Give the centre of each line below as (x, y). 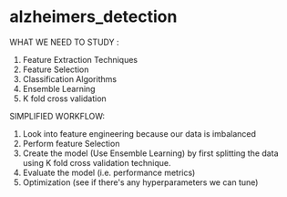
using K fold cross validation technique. (97, 162)
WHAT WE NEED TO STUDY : (64, 42)
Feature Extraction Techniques (80, 59)
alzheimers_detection (93, 17)
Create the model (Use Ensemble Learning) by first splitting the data (150, 153)
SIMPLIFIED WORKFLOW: (57, 116)
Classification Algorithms (69, 78)
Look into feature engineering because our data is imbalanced (139, 133)
